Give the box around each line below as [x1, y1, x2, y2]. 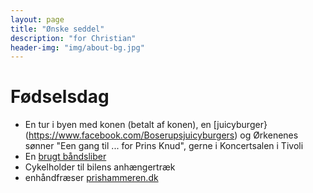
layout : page [10, 14, 65, 25]
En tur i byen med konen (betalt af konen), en [24, 119, 212, 131]
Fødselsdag [10, 86, 110, 108]
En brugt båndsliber [24, 151, 107, 163]
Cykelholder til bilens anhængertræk [24, 161, 176, 173]
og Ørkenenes [239, 129, 299, 141]
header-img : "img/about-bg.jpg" [10, 42, 145, 53]
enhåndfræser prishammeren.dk [24, 172, 159, 184]
